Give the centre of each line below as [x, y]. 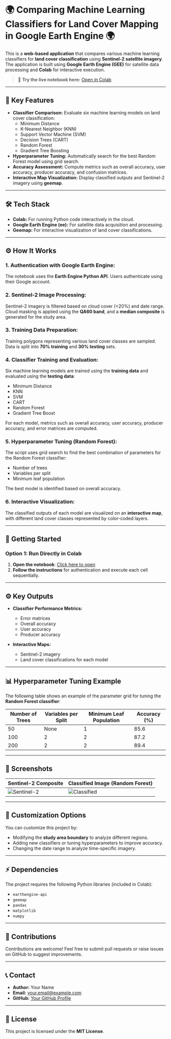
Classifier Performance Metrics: [47, 608]
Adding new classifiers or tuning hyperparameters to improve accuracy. [88, 843]
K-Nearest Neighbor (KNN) [48, 129]
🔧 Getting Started [33, 539]
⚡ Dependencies [32, 870]
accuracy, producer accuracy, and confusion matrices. [70, 172]
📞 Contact [20, 975]
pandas [20, 906]
